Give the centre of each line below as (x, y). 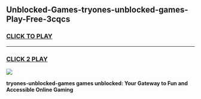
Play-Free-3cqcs (38, 19)
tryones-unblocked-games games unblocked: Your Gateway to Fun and (97, 83)
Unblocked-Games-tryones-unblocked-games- (97, 10)
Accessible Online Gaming (40, 89)
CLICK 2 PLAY (27, 59)
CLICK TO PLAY (29, 37)
